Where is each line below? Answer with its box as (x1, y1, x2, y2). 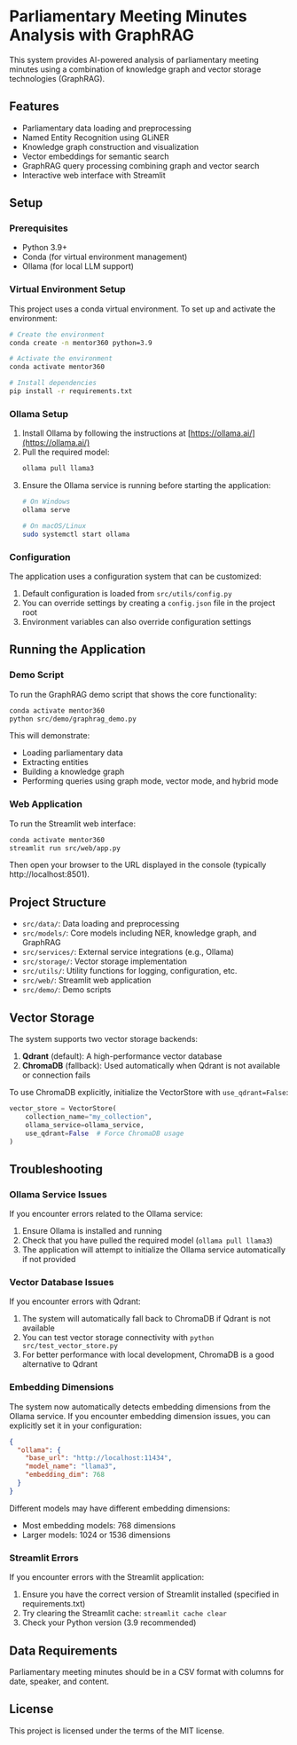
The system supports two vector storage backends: (9, 1034, 198, 1045)
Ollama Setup (9, 407, 69, 420)
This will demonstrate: (9, 730, 90, 741)
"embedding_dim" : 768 (25, 1471, 105, 1480)
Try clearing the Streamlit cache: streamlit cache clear (21, 1608, 228, 1619)
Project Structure (9, 895, 106, 910)
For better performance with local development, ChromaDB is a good (21, 1349, 275, 1360)
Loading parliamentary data (21, 747, 124, 758)
